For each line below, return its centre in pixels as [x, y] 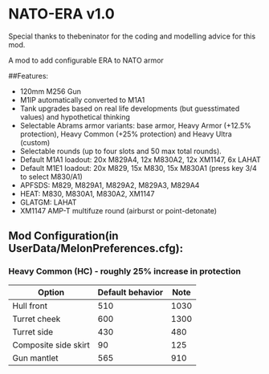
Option [51, 292]
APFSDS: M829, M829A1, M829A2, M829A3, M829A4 [110, 185]
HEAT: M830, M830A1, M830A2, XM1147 [87, 193]
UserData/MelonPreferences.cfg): [96, 248]
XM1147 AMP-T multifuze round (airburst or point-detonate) [118, 210]
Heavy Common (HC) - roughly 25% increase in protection [124, 271]
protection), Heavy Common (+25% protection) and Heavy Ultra [126, 134]
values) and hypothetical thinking [75, 116]
